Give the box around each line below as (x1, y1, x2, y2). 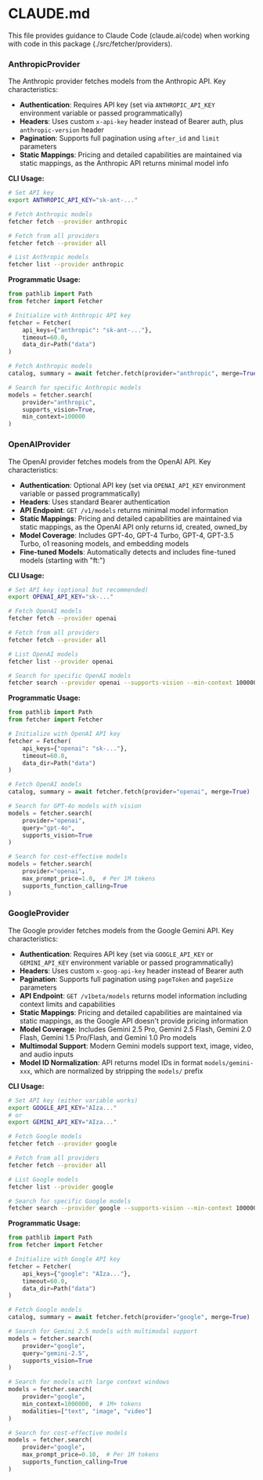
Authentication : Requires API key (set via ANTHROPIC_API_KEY (19, 100, 215, 110)
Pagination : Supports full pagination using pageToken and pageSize (19, 974, 234, 984)
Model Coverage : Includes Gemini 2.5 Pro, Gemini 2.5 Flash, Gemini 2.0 (19, 1024, 252, 1034)
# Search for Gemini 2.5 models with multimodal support (8, 1328, 198, 1335)
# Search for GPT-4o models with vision (8, 802, 142, 810)
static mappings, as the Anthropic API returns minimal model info (19, 159, 229, 168)
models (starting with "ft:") (19, 555, 106, 565)
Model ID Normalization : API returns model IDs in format (19, 1057, 204, 1067)
